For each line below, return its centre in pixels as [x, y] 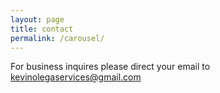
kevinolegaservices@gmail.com [76, 77]
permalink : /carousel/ [57, 38]
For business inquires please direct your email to [110, 67]
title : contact [42, 29]
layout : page [37, 19]
